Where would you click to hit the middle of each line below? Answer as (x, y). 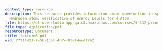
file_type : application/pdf (33, 27)
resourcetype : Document (29, 31)
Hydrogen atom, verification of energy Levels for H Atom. (70, 18)
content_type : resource (29, 9)
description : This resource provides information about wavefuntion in (79, 14)
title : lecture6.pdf (26, 36)
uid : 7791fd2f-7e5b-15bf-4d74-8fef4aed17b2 (50, 40)
